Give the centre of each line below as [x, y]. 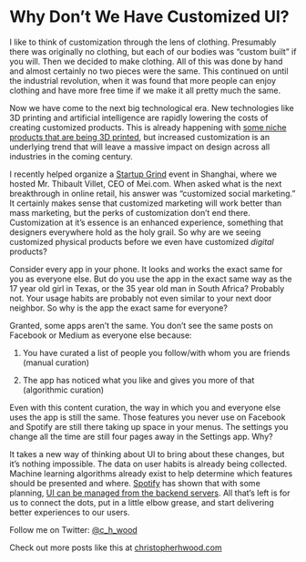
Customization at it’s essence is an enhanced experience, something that [147, 222]
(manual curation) [56, 363]
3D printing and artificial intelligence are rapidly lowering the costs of [139, 118]
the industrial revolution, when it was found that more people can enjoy [143, 80]
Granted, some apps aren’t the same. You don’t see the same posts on [141, 325]
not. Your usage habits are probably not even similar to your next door [141, 298]
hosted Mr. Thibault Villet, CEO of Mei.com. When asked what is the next [146, 183]
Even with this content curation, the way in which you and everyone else [145, 407]
